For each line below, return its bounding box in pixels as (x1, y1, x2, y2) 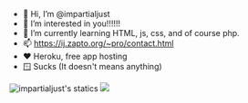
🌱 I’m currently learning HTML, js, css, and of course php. (22, 28, 240, 38)
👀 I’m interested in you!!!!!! (22, 18, 121, 29)
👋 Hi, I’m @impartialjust (22, 9, 111, 19)
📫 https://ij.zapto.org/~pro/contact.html (22, 38, 174, 49)
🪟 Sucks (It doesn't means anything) (22, 61, 162, 71)
